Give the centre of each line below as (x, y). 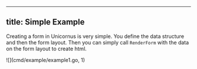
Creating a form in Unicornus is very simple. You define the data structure (95, 36)
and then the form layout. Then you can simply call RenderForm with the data (98, 42)
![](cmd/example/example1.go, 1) (45, 60)
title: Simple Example (45, 22)
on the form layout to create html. (46, 49)
